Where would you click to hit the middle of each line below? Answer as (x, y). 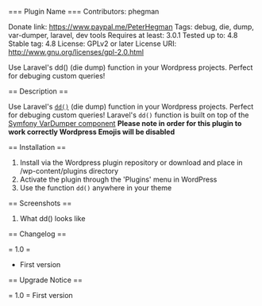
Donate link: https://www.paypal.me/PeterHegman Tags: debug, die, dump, (131, 27)
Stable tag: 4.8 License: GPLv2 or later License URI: (92, 44)
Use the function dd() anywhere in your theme (96, 188)
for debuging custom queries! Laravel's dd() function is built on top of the (129, 115)
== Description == (39, 91)
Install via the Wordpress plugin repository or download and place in (131, 163)
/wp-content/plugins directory (69, 171)
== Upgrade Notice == (46, 280)
